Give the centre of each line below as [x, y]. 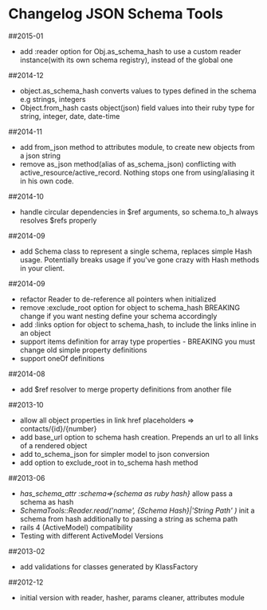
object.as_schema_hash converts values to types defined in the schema [138, 91]
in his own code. [47, 181]
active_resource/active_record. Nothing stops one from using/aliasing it [137, 172]
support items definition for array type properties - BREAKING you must [137, 341]
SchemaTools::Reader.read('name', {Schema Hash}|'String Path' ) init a [137, 510]
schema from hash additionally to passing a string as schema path [128, 518]
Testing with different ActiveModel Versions [91, 536]
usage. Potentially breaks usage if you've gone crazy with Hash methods [139, 259]
